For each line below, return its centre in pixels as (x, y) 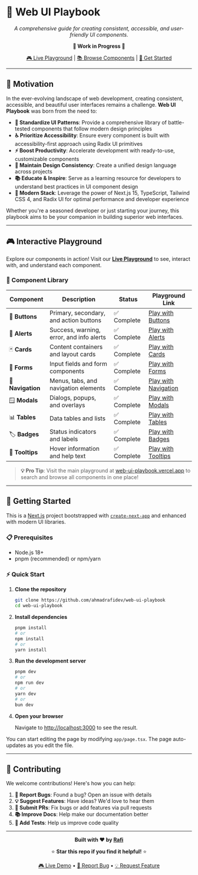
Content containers (76, 346)
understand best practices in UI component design (76, 186)
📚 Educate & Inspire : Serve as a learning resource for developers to (98, 178)
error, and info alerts (77, 337)
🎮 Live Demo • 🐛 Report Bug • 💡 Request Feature (99, 866)
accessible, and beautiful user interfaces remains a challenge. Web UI (91, 104)
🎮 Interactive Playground (54, 242)
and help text (67, 455)
